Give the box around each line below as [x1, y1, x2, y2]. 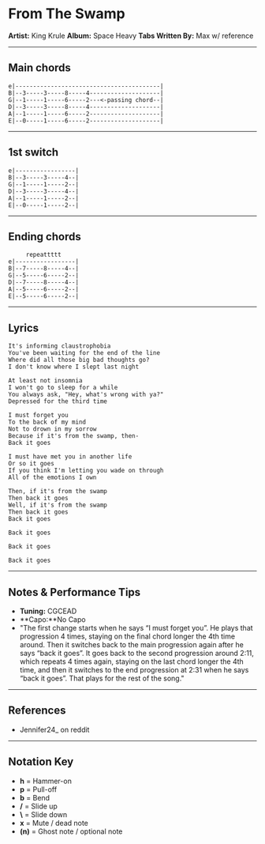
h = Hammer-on [19, 776, 73, 786]
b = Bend [19, 793, 50, 802]
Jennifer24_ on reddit [19, 725, 90, 734]
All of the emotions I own [8, 473, 97, 482]
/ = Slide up [19, 801, 58, 811]
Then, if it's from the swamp [8, 488, 108, 495]
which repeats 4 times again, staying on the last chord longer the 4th [19, 657, 244, 666]
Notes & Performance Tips [8, 586, 141, 599]
